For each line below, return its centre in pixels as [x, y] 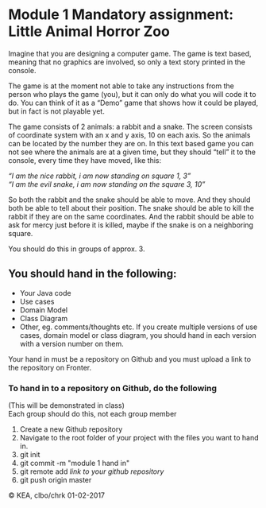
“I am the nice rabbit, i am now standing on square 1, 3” [100, 176]
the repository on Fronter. [50, 367]
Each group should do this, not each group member [93, 414]
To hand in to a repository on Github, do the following [112, 388]
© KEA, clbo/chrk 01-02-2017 [57, 495]
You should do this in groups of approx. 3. [77, 249]
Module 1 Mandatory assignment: [121, 15]
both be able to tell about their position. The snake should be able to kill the [131, 207]
